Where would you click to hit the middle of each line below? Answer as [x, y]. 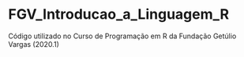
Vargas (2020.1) [34, 44]
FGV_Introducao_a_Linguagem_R [119, 14]
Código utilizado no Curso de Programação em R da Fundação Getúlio [122, 36]
